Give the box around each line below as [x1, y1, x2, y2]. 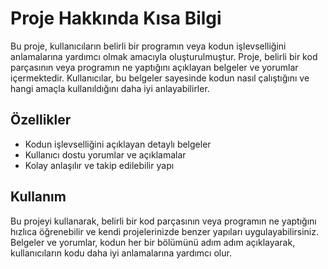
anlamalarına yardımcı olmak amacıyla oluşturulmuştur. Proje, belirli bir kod [10, 50, 318, 62]
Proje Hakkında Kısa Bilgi [10, 7, 222, 30]
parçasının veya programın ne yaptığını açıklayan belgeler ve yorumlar [10, 61, 299, 73]
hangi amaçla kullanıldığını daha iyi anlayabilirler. [10, 82, 210, 94]
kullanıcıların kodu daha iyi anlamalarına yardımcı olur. [10, 247, 232, 259]
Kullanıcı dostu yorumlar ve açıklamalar [24, 148, 187, 161]
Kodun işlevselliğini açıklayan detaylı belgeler [24, 138, 212, 150]
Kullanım [10, 188, 67, 206]
